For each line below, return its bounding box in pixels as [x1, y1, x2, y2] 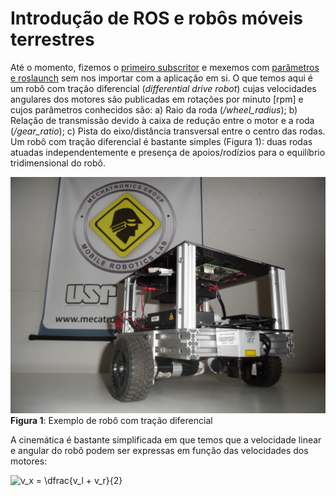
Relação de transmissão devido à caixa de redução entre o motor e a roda [10, 114, 315, 126]
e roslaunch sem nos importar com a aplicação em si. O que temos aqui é [10, 72, 313, 84]
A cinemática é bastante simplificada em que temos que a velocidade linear [10, 433, 322, 446]
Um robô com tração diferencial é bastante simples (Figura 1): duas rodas [10, 135, 313, 147]
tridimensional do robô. [10, 157, 107, 169]
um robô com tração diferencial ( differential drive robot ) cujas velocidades [10, 82, 317, 94]
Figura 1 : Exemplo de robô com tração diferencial [10, 414, 213, 426]
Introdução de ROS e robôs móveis [10, 7, 304, 30]
